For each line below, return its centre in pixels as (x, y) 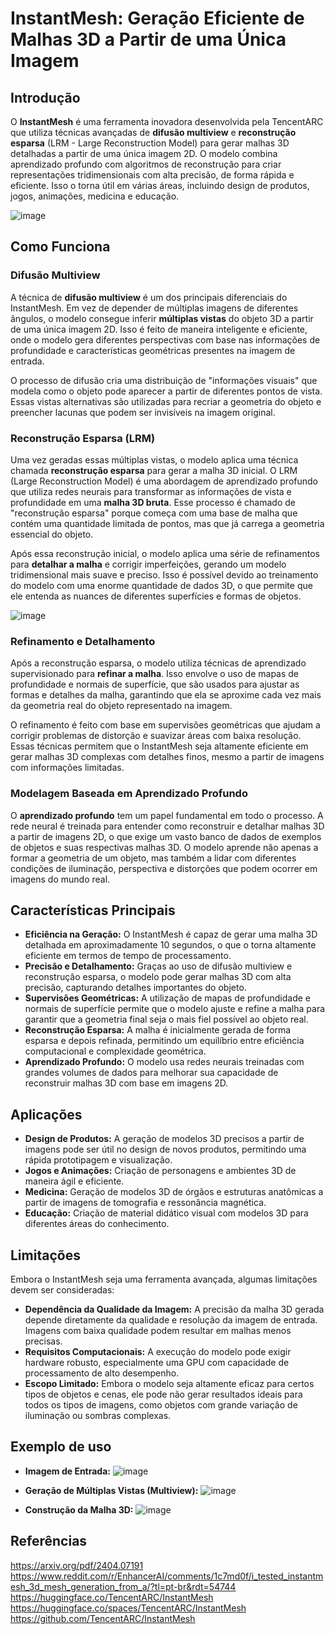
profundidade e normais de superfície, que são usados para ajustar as (155, 684)
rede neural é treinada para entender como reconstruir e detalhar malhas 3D (167, 826)
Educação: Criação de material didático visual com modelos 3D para (166, 1213)
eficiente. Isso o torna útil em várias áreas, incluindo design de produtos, (160, 185)
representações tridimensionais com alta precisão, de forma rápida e (152, 175)
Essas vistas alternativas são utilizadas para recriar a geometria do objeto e (166, 401)
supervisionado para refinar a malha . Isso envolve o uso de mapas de (155, 674)
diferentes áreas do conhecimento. (97, 1224)
